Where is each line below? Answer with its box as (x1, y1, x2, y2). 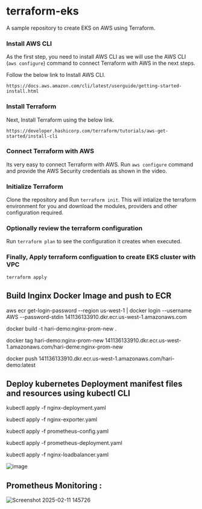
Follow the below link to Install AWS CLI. (6, 71, 106, 79)
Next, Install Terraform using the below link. (6, 116, 115, 123)
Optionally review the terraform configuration (6, 224, 143, 232)
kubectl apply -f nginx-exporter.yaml (6, 416, 98, 423)
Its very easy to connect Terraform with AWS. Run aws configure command (6, 160, 194, 168)
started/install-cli (6, 133, 58, 139)
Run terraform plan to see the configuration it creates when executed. (6, 238, 182, 245)
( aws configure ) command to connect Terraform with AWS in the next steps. (6, 59, 196, 67)
